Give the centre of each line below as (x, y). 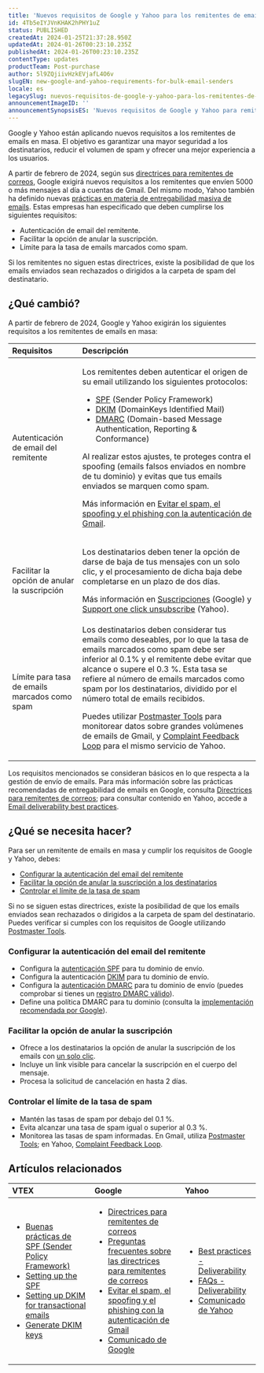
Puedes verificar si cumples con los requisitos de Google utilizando (117, 923)
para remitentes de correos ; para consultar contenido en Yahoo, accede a (128, 798)
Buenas (39, 1227)
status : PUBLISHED (38, 30)
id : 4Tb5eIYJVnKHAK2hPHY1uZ (54, 23)
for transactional (56, 1305)
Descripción (105, 350)
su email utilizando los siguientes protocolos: (165, 381)
